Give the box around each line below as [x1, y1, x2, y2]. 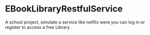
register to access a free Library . [5, 24, 73, 30]
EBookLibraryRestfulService [5, 3, 123, 14]
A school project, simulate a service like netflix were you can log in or [5, 19, 145, 25]
